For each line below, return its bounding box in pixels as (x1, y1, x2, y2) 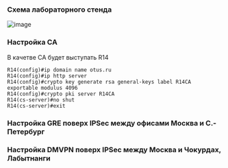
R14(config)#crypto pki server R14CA (7, 91, 115, 97)
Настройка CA (7, 38, 58, 47)
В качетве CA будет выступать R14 (7, 53, 109, 61)
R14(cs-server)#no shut (7, 96, 75, 104)
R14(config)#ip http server (7, 72, 88, 80)
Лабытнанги (7, 154, 51, 163)
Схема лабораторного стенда (7, 5, 112, 14)
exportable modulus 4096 (7, 84, 78, 91)
